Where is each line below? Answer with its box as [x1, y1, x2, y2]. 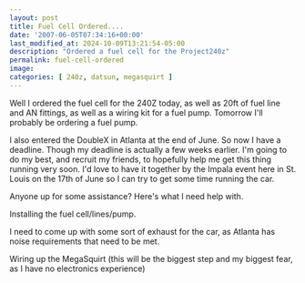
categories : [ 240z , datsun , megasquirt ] [9, 73, 173, 82]
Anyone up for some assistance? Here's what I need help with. [9, 190, 244, 201]
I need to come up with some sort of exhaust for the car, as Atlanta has [9, 226, 276, 237]
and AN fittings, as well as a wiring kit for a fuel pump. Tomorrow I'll [9, 106, 263, 118]
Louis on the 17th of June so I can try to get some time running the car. [9, 173, 275, 184]
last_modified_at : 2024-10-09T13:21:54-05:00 [9, 38, 185, 48]
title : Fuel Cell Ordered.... [9, 22, 125, 31]
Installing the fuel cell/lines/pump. [9, 208, 137, 219]
